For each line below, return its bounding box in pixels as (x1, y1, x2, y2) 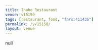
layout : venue (5, 26, 35, 31)
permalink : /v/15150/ (5, 21, 51, 27)
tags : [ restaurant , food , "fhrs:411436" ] (5, 17, 94, 22)
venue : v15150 (5, 12, 35, 17)
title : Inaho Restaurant (5, 7, 58, 13)
